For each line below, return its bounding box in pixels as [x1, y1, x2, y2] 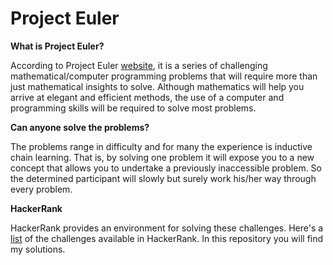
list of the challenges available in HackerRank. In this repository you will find [10, 232, 324, 244]
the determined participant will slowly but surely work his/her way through [10, 172, 317, 184]
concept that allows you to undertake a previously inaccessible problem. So [10, 162, 322, 174]
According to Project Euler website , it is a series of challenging [10, 59, 268, 71]
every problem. [10, 183, 73, 195]
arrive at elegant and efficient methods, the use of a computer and [10, 91, 285, 103]
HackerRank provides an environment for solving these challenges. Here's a [10, 222, 324, 234]
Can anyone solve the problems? [10, 121, 150, 133]
